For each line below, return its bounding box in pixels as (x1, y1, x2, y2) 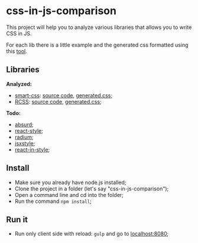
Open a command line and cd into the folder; (14, 191, 124, 198)
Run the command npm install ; (14, 198, 92, 205)
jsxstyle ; (14, 140, 35, 147)
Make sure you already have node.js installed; (14, 179, 126, 186)
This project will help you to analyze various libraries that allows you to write (6, 24, 192, 31)
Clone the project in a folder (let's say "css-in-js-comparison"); (14, 185, 169, 192)
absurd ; (14, 121, 34, 128)
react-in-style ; (14, 146, 50, 153)
